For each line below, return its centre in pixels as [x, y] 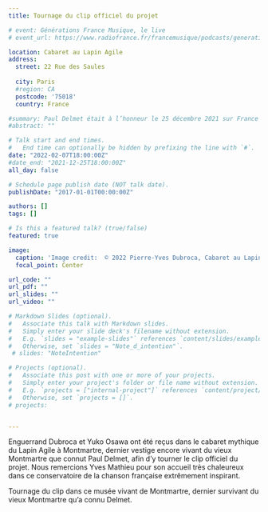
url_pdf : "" [28, 287]
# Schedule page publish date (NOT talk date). [89, 185]
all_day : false [33, 170]
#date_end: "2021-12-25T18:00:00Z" [67, 162]
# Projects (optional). [48, 368]
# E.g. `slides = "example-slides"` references [93, 338]
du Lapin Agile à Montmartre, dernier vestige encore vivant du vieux [120, 450]
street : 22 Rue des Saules [60, 67]
